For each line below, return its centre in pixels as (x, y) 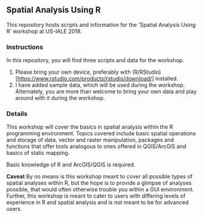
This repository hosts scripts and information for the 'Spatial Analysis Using (101, 24)
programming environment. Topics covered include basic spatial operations (101, 133)
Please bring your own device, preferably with (73, 72)
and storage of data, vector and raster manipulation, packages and (90, 140)
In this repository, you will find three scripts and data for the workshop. (95, 60)
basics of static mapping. (38, 153)
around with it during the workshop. (60, 98)
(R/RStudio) (147, 72)
